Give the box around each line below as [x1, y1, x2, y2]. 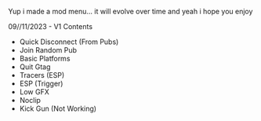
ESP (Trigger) [19, 79, 63, 88]
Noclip [19, 96, 42, 104]
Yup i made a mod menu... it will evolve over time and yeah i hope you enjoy [8, 7, 253, 16]
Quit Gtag [19, 62, 51, 71]
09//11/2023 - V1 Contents [8, 22, 92, 31]
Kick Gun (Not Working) [19, 104, 96, 113]
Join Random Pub [19, 46, 77, 54]
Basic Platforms [19, 54, 71, 63]
